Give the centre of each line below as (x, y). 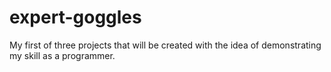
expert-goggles (75, 17)
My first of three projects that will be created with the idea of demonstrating (165, 45)
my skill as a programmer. (62, 55)
